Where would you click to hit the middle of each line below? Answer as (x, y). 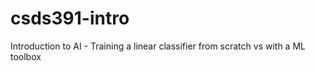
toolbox (26, 56)
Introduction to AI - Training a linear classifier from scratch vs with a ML (158, 46)
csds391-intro (70, 18)
